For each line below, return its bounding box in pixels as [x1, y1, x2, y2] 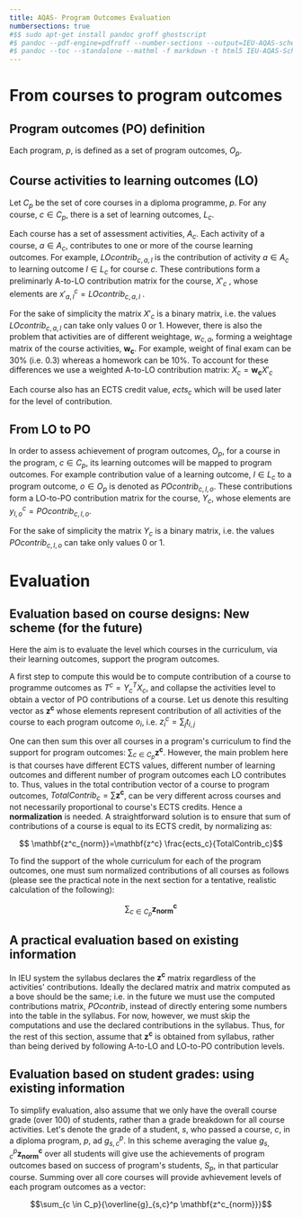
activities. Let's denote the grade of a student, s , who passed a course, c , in [9, 1123, 290, 1134]
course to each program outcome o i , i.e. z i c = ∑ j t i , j [9, 715, 196, 729]
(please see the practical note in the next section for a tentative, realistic [9, 875, 277, 886]
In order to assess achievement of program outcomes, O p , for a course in [9, 446, 280, 459]
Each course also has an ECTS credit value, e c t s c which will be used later [9, 383, 281, 397]
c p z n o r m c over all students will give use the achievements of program [9, 1147, 265, 1161]
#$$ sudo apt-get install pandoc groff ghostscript [9, 30, 207, 39]
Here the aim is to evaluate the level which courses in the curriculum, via [9, 645, 279, 655]
